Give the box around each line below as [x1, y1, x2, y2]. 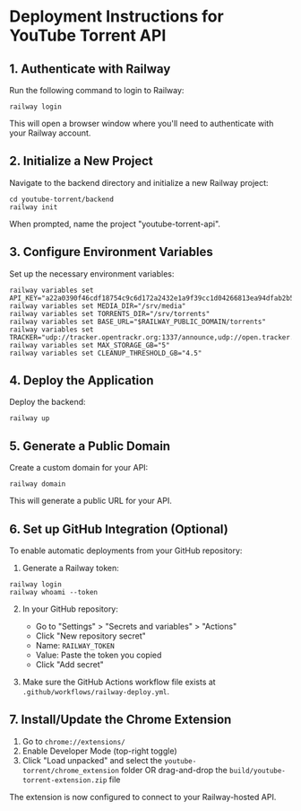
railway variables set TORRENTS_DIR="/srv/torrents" [9, 309, 211, 318]
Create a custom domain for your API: [9, 463, 149, 473]
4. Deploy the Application [9, 373, 154, 388]
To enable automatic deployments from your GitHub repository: [9, 545, 243, 556]
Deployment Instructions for [9, 6, 224, 27]
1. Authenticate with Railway [9, 61, 171, 76]
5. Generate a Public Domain [9, 438, 171, 454]
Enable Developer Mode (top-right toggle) [21, 745, 177, 756]
